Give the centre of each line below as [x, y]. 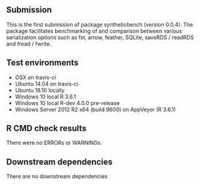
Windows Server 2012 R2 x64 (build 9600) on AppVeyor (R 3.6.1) [95, 109]
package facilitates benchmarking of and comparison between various [94, 31]
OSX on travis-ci [35, 77]
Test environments [42, 63]
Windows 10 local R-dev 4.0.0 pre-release [67, 103]
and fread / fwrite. [29, 43]
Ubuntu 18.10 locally [40, 90]
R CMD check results [47, 128]
